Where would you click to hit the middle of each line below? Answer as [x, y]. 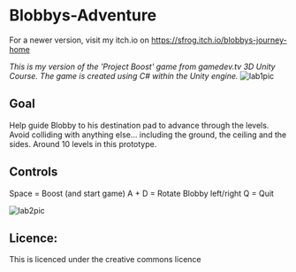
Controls [34, 172]
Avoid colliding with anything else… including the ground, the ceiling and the [148, 135]
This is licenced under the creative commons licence [105, 260]
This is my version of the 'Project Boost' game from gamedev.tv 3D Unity [142, 66]
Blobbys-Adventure [83, 16]
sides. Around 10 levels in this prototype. [83, 144]
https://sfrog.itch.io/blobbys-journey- [219, 40]
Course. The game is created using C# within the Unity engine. [124, 75]
